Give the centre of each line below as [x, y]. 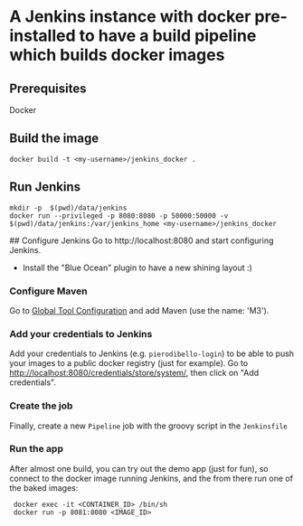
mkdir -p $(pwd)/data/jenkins [68, 208]
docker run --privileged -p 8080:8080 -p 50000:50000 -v [119, 216]
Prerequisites [48, 88]
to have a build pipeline [168, 36]
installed [43, 36]
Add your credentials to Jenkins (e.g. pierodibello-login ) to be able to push [152, 353]
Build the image [54, 139]
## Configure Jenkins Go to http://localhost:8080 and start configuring [142, 240]
